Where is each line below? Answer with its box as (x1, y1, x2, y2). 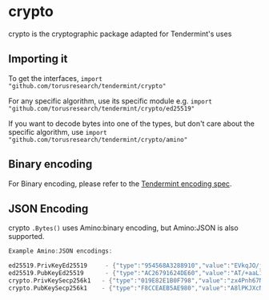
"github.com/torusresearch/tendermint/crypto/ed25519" (8, 104, 195, 112)
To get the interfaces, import (8, 73, 102, 83)
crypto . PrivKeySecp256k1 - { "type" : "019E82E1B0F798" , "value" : (8, 277, 227, 285)
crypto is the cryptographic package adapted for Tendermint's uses (8, 29, 232, 39)
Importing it (8, 52, 68, 66)
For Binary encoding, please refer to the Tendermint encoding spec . (8, 179, 232, 189)
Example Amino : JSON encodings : (8, 247, 113, 255)
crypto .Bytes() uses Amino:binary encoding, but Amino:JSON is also (8, 223, 239, 233)
